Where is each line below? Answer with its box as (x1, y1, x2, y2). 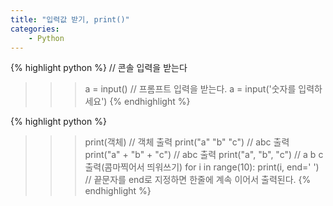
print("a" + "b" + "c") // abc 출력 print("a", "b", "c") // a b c (84, 149, 324, 161)
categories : (10, 24, 60, 34)
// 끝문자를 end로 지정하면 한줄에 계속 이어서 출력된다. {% (84, 174, 312, 186)
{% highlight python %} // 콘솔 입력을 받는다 (10, 62, 188, 74)
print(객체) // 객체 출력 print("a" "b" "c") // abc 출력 (84, 136, 290, 148)
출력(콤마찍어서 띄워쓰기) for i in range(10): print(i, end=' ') (84, 161, 320, 173)
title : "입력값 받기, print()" (10, 14, 130, 25)
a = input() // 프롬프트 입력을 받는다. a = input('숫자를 (84, 83, 297, 95)
